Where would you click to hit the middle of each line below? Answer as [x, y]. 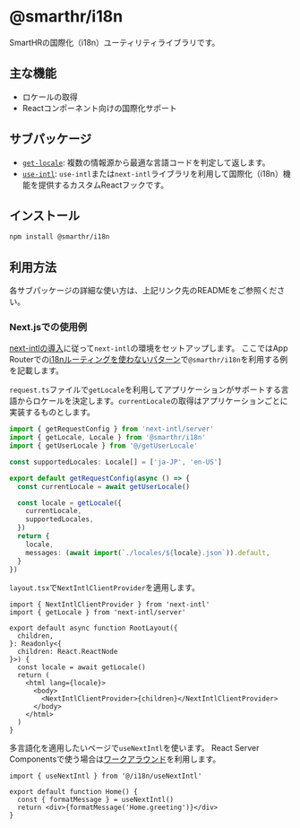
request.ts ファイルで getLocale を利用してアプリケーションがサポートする [146, 390]
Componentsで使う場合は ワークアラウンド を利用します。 [115, 759]
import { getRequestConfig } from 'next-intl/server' [112, 429]
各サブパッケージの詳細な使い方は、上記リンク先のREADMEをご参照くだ [143, 291]
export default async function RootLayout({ [94, 628]
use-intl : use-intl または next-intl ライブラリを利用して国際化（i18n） [153, 173]
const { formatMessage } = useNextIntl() [96, 800]
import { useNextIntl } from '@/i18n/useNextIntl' [106, 776]
